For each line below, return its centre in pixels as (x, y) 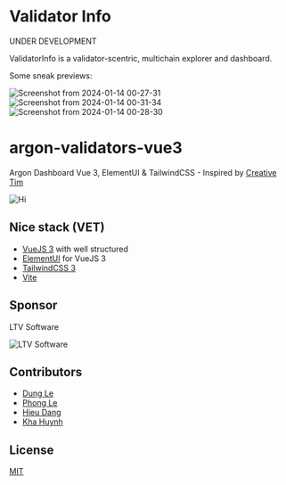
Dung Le (38, 393)
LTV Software (34, 326)
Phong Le (40, 403)
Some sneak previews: (51, 75)
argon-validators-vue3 (96, 148)
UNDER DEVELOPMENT (53, 41)
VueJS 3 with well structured (75, 249)
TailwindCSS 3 (49, 267)
